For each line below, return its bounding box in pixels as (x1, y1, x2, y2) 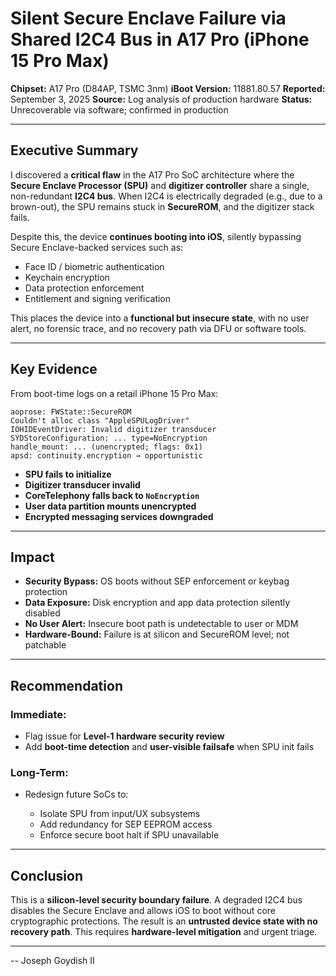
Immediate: (10, 707, 67, 721)
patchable (24, 639, 67, 651)
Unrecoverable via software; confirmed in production (10, 103, 229, 116)
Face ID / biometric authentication (24, 260, 165, 272)
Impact (10, 548, 55, 566)
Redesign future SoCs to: (24, 788, 129, 801)
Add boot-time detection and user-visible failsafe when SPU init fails (24, 741, 315, 753)
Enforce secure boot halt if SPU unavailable (39, 829, 220, 841)
